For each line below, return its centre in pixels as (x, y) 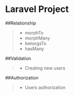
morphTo (34, 32)
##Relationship (21, 23)
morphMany (37, 38)
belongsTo (35, 43)
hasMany (34, 48)
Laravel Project (37, 9)
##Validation (18, 58)
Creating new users (45, 68)
